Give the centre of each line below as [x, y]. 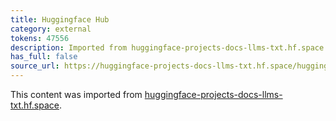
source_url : [35, 66]
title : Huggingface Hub [60, 19]
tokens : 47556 [40, 38]
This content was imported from [76, 94]
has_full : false [44, 57]
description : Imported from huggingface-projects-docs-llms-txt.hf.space [167, 47]
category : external [51, 29]
